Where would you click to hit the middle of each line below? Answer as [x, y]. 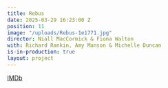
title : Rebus [26, 13]
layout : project [30, 58]
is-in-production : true [41, 52]
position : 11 [26, 26]
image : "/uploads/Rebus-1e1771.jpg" [60, 33]
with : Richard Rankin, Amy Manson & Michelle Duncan [84, 45]
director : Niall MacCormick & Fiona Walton [71, 39]
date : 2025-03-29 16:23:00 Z [49, 20]
